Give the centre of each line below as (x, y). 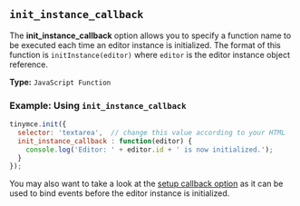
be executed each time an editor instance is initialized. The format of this (145, 44)
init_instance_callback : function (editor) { (105, 141)
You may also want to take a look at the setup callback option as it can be (146, 184)
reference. (29, 64)
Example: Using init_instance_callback (98, 105)
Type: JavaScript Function (60, 82)
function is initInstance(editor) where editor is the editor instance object (150, 54)
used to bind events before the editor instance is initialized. (120, 193)
